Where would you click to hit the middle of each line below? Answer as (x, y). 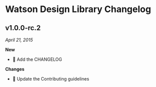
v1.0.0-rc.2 (23, 28)
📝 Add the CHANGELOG (37, 59)
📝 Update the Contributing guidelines (51, 79)
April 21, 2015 (19, 40)
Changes (15, 69)
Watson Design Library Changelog (78, 9)
